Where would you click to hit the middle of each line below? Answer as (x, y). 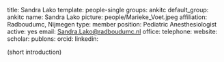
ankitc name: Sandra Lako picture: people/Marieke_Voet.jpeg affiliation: (107, 17)
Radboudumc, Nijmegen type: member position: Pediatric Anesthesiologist (112, 24)
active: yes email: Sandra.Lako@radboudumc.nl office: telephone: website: (112, 31)
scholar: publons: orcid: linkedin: (53, 39)
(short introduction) (34, 52)
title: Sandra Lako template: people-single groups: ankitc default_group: (108, 10)
